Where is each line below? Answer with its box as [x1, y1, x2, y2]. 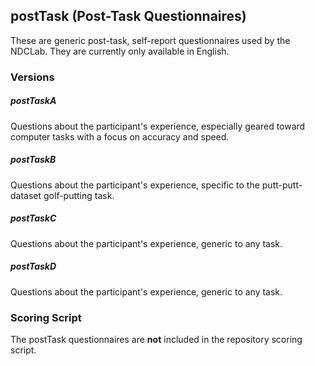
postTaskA [10, 95, 57, 107]
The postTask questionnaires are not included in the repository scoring [10, 333, 303, 345]
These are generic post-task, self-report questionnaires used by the [10, 34, 291, 46]
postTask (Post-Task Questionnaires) [10, 8, 247, 25]
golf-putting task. [43, 189, 115, 201]
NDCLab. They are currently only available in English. [10, 45, 230, 57]
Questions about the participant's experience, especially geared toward [10, 120, 306, 132]
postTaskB [10, 154, 57, 166]
